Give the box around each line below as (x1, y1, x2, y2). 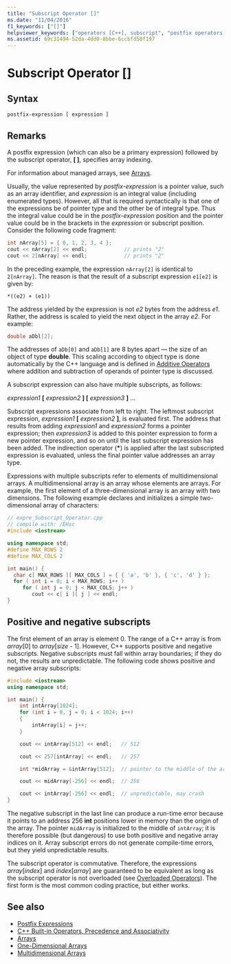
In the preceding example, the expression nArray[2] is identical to (7, 265, 193, 273)
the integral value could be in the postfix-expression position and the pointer (7, 211, 223, 219)
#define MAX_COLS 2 (7, 552, 63, 559)
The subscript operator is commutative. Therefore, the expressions (7, 859, 197, 867)
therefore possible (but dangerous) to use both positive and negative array (7, 832, 219, 839)
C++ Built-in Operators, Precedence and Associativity (16, 927, 170, 935)
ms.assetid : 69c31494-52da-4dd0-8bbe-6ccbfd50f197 (7, 36, 155, 43)
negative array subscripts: (7, 663, 81, 672)
